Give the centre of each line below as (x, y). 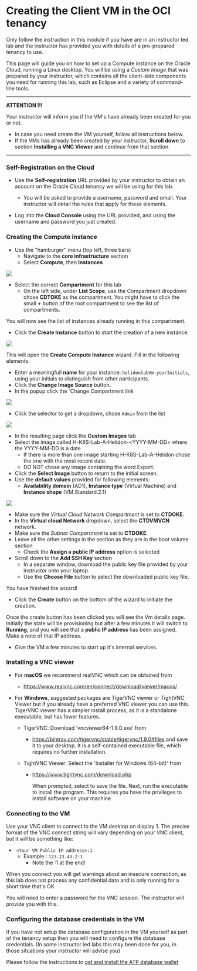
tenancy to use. (25, 52)
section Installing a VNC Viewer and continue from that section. (92, 146)
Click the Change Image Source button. (63, 385)
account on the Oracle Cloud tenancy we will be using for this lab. (94, 187)
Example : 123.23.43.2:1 (53, 857)
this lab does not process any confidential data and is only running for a (93, 880)
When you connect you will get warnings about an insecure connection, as (96, 874)
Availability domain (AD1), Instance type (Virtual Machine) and (100, 485)
